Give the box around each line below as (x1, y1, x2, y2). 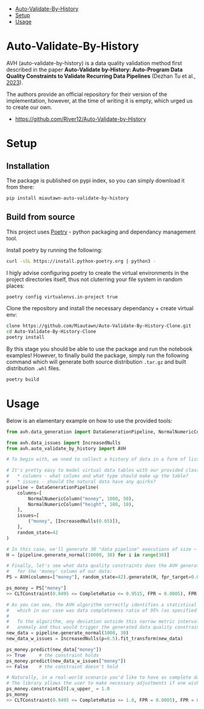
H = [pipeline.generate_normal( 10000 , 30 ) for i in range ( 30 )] (6, 552, 170, 558)
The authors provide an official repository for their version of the (6, 91, 168, 98)
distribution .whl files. (6, 365, 61, 372)
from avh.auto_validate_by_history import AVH (6, 445, 126, 452)
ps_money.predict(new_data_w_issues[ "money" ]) (6, 658, 126, 664)
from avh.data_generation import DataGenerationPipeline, (6, 429, 156, 435)
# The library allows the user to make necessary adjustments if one (6, 680, 186, 687)
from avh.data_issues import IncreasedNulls (6, 440, 121, 446)
